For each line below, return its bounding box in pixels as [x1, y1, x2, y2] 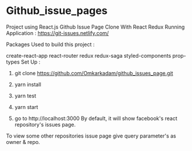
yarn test [14, 92, 36, 99]
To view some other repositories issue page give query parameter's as [6, 132, 177, 139]
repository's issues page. [14, 121, 76, 128]
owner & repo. [6, 138, 40, 145]
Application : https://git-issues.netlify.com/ [6, 29, 109, 36]
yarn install [14, 80, 42, 88]
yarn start [14, 103, 39, 110]
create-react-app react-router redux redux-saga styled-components [6, 52, 172, 59]
